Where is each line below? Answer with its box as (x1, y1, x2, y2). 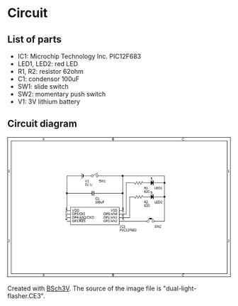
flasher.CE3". (7, 291, 45, 300)
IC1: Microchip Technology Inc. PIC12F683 (17, 52, 142, 60)
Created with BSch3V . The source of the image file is (7, 284, 161, 293)
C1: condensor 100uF (17, 75, 80, 83)
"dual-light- (162, 284, 197, 293)
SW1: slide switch (17, 82, 69, 90)
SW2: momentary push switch (17, 90, 106, 98)
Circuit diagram (7, 118, 78, 130)
